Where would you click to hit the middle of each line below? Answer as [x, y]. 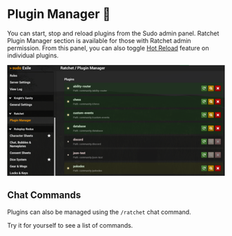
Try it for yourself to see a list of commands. [70, 225]
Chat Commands [44, 196]
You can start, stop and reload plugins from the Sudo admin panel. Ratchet [113, 33]
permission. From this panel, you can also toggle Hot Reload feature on [108, 48]
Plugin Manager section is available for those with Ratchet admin [99, 40]
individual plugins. [33, 55]
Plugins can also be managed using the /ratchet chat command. [99, 212]
